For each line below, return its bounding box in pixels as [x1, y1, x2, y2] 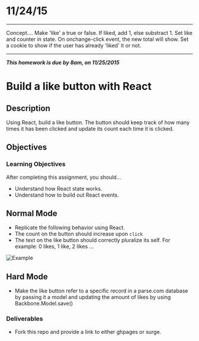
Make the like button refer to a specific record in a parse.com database [14, 287, 188, 294]
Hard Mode [6, 271, 49, 282]
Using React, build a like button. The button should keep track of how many [6, 118, 190, 126]
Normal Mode [6, 208, 57, 218]
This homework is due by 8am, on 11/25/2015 [6, 59, 120, 66]
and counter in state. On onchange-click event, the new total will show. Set [6, 36, 189, 43]
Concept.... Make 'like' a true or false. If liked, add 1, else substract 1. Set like [6, 29, 192, 36]
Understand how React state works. [14, 185, 102, 192]
